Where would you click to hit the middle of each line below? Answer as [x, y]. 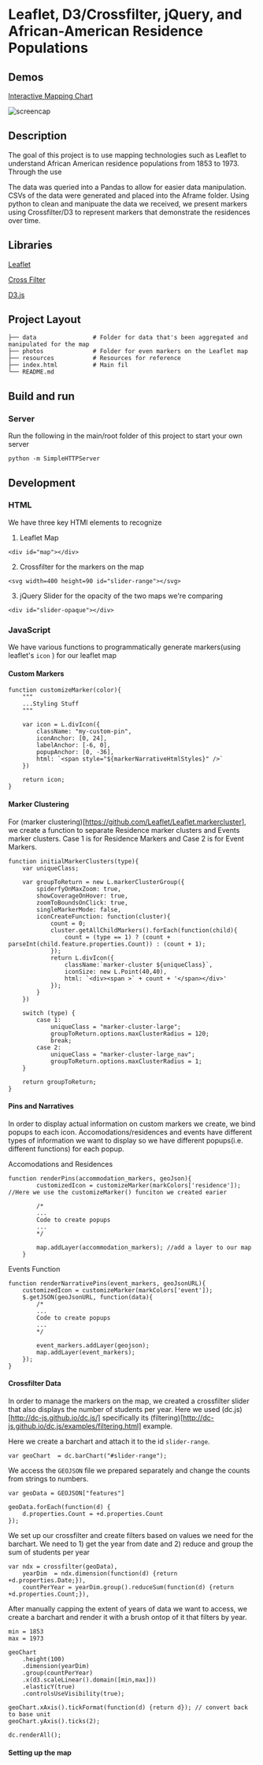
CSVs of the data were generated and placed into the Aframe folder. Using [129, 195]
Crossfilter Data [35, 1384]
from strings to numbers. [48, 1478]
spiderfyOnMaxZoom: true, [79, 889]
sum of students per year [49, 1552]
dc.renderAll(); [35, 1735]
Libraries [30, 245]
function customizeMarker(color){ [65, 690]
